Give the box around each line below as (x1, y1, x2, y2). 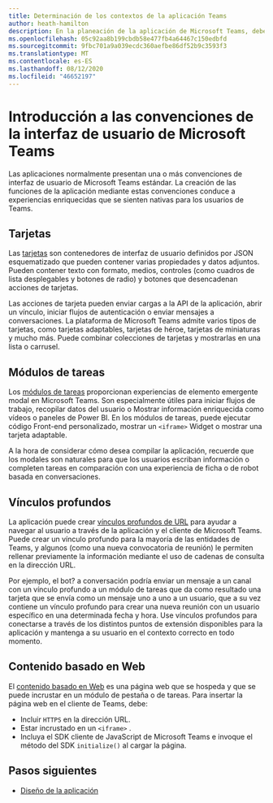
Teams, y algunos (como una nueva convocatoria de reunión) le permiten (8, 543, 253, 553)
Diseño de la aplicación (19, 785, 99, 795)
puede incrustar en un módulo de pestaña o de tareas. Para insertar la (8, 690, 244, 700)
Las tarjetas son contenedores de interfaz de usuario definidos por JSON (8, 249, 253, 258)
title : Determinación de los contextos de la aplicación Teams (8, 11, 227, 20)
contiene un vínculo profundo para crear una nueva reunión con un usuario (8, 602, 260, 611)
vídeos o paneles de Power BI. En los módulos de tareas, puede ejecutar (8, 413, 251, 423)
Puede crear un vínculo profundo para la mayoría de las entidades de (8, 534, 240, 544)
